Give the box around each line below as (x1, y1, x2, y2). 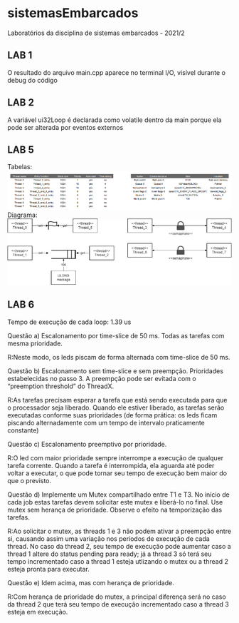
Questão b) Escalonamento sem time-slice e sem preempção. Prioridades (7, 366, 224, 375)
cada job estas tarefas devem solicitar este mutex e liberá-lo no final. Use (7, 497, 223, 506)
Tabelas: (7, 163, 33, 171)
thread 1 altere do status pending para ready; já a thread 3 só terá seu (7, 549, 212, 558)
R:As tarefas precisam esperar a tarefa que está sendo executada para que (7, 395, 228, 404)
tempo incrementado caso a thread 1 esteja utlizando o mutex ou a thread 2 (7, 557, 229, 565)
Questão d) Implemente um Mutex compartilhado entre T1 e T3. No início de (7, 490, 230, 499)
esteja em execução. (7, 607, 68, 616)
